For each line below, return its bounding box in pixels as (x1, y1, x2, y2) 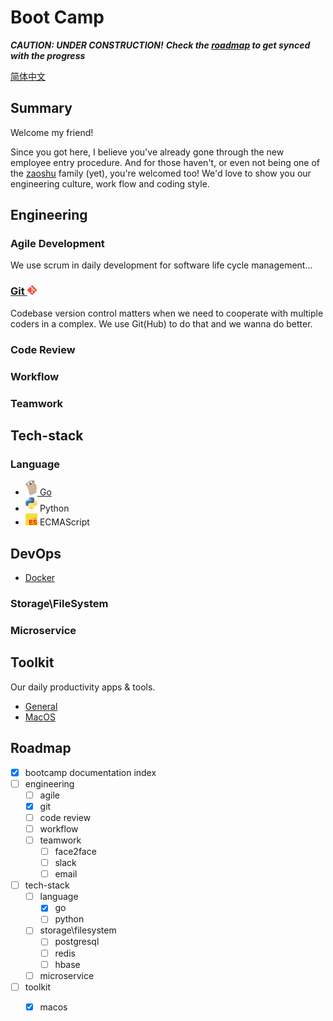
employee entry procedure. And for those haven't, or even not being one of (10, 156, 321, 168)
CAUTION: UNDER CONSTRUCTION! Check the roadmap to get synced (10, 39, 311, 51)
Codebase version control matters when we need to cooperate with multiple (10, 307, 324, 319)
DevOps (10, 545, 62, 562)
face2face (54, 845, 97, 857)
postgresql (54, 936, 100, 948)
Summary (10, 100, 73, 117)
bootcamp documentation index (24, 766, 157, 778)
